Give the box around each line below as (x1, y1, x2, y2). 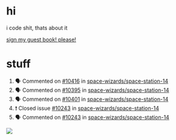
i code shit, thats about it (6, 24, 68, 31)
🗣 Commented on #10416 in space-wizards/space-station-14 (14, 77, 169, 84)
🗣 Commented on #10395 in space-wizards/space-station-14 (14, 86, 170, 94)
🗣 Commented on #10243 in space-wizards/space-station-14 (14, 113, 170, 121)
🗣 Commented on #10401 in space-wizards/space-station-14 (14, 95, 169, 103)
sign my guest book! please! (6, 36, 77, 43)
